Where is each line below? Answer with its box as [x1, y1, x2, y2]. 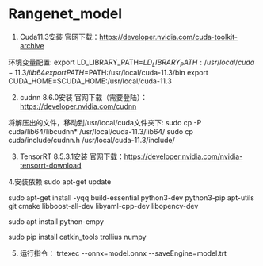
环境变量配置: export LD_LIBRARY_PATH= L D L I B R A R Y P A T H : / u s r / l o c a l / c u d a [8, 57, 255, 68]
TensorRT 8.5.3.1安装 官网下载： [19, 152, 124, 161]
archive [19, 40, 45, 50]
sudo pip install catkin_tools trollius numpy [8, 232, 147, 241]
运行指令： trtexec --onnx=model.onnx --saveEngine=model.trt [19, 248, 227, 258]
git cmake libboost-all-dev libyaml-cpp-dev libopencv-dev [8, 201, 199, 210]
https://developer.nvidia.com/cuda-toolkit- [98, 32, 238, 41]
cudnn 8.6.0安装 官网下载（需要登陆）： [19, 92, 148, 102]
